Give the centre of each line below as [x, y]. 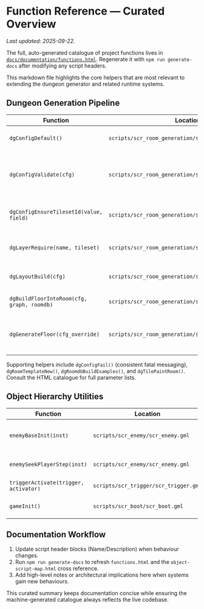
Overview [31, 24]
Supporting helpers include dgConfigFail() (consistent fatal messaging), [97, 364]
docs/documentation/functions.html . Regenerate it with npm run [86, 59]
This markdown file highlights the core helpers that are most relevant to [96, 77]
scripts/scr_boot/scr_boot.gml [138, 506]
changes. [27, 555]
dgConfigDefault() [36, 138]
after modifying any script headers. [63, 66]
